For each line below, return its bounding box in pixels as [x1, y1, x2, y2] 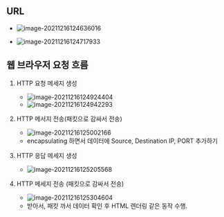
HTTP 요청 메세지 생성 [16, 79, 77, 87]
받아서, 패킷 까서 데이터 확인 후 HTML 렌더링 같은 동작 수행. [26, 201, 188, 210]
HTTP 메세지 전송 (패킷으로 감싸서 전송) [16, 180, 124, 188]
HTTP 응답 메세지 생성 [16, 151, 77, 159]
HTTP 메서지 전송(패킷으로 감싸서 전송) [16, 114, 122, 123]
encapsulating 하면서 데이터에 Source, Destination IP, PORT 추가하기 [26, 137, 218, 145]
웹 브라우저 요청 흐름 [6, 59, 88, 71]
